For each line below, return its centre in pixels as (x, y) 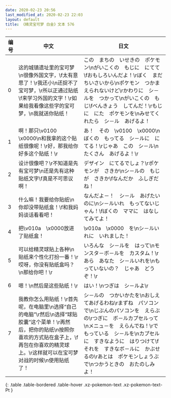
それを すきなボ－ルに (112, 349)
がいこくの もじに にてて (127, 68)
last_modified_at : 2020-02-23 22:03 (44, 15)
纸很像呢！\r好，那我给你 (49, 146)
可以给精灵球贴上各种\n (47, 250)
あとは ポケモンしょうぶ (128, 357)
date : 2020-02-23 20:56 (31, 10)
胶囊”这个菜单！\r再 (42, 322)
